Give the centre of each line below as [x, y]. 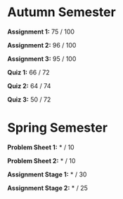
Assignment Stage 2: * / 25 [47, 188]
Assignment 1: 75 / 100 [41, 32]
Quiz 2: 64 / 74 [29, 85]
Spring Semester [57, 128]
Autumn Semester [61, 12]
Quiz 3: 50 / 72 [29, 99]
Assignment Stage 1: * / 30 [47, 174]
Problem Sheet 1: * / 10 [41, 147]
